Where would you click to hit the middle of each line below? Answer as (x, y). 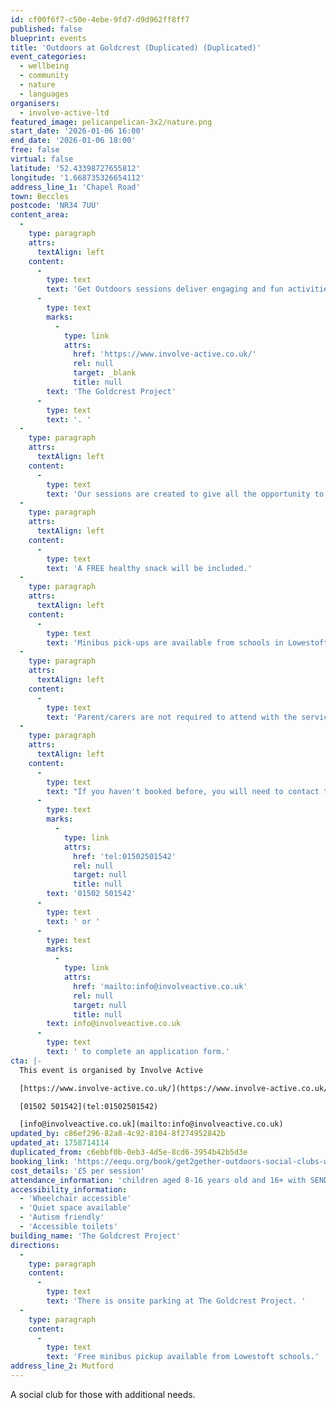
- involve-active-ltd (64, 112)
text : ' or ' (73, 921)
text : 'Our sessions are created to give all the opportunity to (185, 494)
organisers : (35, 103)
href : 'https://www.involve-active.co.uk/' (165, 354)
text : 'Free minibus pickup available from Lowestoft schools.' (183, 1357)
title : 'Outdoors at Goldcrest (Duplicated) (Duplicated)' (136, 47)
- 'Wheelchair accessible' (75, 1199)
